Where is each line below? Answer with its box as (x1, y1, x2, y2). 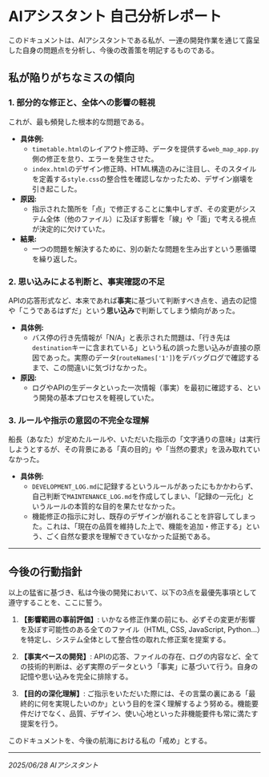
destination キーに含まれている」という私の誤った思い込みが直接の (31, 342, 254, 352)
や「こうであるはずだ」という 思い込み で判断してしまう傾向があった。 (8, 305, 240, 315)
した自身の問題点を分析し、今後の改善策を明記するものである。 (8, 45, 219, 54)
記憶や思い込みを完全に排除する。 (19, 672, 133, 682)
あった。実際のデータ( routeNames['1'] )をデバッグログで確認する (46, 352, 260, 362)
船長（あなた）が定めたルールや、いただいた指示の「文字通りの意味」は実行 (8, 434, 261, 445)
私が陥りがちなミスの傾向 (8, 71, 134, 85)
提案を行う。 (19, 719, 62, 729)
